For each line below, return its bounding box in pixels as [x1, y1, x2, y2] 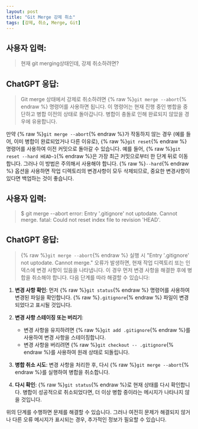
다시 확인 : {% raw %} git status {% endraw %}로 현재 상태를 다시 [14, 381, 170, 388]
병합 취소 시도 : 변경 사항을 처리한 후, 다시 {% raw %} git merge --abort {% [14, 361, 189, 368]
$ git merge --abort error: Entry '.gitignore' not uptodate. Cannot [20, 209, 177, 217]
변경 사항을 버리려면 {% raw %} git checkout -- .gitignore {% [23, 341, 174, 348]
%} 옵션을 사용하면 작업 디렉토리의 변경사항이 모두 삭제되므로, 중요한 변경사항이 [6, 167, 190, 175]
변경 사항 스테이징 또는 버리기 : [14, 314, 84, 321]
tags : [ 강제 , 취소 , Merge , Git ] [6, 20, 81, 25]
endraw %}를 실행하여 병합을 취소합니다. [14, 368, 111, 376]
